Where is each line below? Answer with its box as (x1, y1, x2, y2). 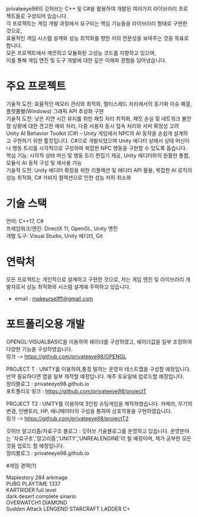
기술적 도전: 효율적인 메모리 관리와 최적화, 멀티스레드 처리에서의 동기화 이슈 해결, (6, 100, 192, 107)
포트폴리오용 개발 (6, 318, 85, 331)
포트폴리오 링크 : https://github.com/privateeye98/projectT (6, 387, 147, 394)
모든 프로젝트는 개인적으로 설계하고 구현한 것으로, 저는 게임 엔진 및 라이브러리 (6, 276, 184, 283)
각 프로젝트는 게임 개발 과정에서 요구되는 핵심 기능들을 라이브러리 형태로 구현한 (6, 20, 188, 27)
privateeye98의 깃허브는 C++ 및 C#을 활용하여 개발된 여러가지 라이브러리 (6, 5, 177, 12)
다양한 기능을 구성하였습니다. (6, 345, 73, 352)
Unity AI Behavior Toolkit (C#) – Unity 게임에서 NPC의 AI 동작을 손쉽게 (6, 129, 173, 137)
